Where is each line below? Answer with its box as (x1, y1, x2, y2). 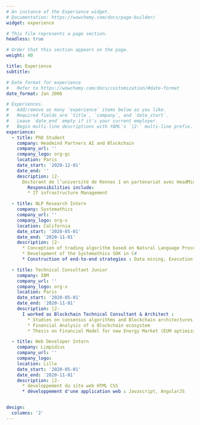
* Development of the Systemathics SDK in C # (21, 251, 137, 257)
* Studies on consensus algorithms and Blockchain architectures (27, 317, 193, 322)
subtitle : (6, 69, 31, 75)
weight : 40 (6, 52, 33, 58)
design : (6, 405, 26, 411)
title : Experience (6, 63, 52, 69)
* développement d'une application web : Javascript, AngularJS (21, 389, 185, 395)
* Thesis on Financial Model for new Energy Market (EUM (27, 328, 171, 334)
